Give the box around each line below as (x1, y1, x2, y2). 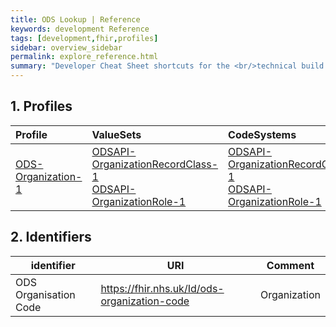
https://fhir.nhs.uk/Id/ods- (100, 281, 225, 295)
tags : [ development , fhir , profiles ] (10, 33, 159, 43)
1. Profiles (10, 98, 73, 115)
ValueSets (91, 127, 142, 141)
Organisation (15, 287, 76, 301)
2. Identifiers (10, 229, 92, 246)
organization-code (100, 294, 190, 308)
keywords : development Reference (10, 24, 150, 34)
